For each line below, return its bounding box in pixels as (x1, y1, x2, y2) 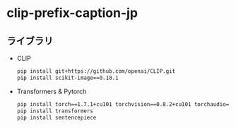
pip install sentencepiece (16, 114, 97, 121)
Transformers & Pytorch (16, 87, 87, 95)
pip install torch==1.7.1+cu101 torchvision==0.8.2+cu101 (16, 100, 191, 107)
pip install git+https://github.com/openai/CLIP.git (16, 68, 176, 75)
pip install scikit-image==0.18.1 (16, 74, 119, 81)
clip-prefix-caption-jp (6, 5, 138, 21)
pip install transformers (16, 107, 93, 115)
